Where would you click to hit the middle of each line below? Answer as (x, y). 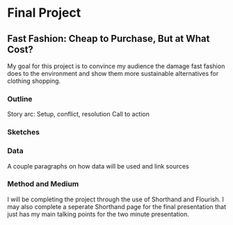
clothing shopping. (34, 81)
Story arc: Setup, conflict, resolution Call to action (79, 114)
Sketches (24, 132)
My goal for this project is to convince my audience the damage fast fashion (116, 66)
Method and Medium (43, 184)
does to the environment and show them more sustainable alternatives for (113, 73)
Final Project (44, 13)
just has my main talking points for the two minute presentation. (98, 214)
